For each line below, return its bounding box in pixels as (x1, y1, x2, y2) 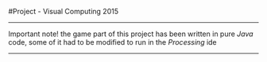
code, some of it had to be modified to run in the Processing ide (8, 38, 217, 46)
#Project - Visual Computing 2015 (8, 7, 119, 16)
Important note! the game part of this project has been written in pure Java (8, 29, 253, 38)
